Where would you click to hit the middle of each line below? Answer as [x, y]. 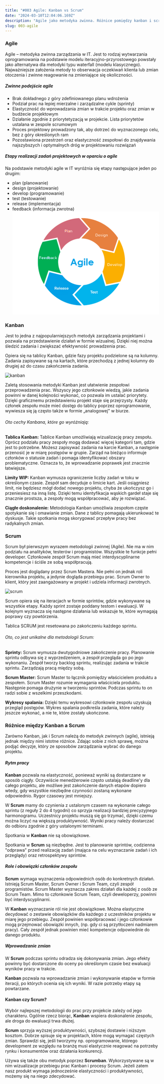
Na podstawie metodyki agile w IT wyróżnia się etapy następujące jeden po [81, 168]
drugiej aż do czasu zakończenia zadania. [47, 366]
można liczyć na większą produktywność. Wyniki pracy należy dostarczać [80, 820]
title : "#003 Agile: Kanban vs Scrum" [44, 10]
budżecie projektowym [35, 114]
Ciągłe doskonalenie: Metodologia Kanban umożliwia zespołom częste [77, 508]
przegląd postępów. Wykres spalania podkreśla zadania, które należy [75, 707]
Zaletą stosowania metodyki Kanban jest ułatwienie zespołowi [67, 385]
